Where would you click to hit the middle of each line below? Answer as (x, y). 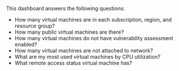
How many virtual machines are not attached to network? (84, 51)
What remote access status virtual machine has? (73, 63)
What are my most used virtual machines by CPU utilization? (87, 57)
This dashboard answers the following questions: (65, 8)
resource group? (35, 26)
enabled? (26, 44)
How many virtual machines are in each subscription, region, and (93, 19)
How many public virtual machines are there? (69, 32)
